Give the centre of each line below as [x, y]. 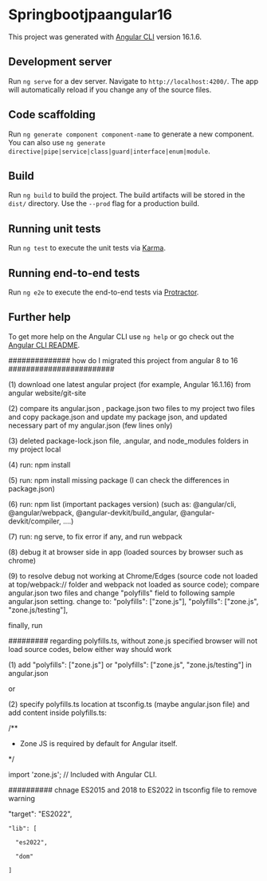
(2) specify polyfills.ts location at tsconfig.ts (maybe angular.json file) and [129, 704]
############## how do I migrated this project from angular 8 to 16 [123, 360]
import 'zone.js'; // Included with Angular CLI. [83, 774]
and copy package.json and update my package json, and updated [118, 417]
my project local [35, 449]
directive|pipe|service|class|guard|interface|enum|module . [109, 151]
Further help [40, 317]
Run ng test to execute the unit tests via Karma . [87, 248]
